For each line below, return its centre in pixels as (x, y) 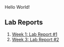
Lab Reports (24, 22)
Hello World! (17, 7)
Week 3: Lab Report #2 (35, 39)
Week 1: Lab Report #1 (34, 34)
